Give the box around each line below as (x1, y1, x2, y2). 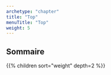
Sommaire (6, 46, 45, 56)
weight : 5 (6, 25, 31, 31)
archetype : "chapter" (6, 8, 60, 15)
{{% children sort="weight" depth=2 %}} (6, 62, 106, 69)
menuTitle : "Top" (6, 19, 49, 25)
